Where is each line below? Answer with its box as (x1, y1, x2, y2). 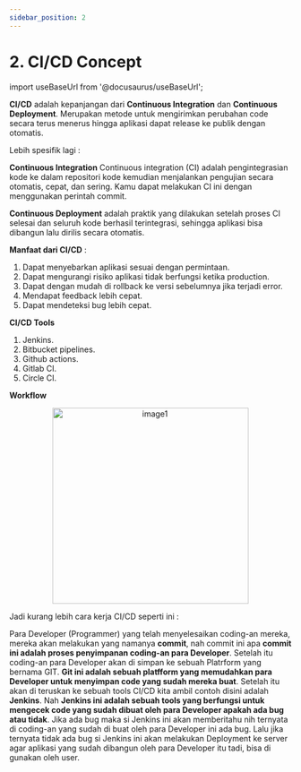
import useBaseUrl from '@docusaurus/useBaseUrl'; (9, 81, 203, 92)
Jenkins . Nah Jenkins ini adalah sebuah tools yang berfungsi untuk (9, 695, 265, 706)
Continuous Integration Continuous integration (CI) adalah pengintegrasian (9, 162, 288, 173)
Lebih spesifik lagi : (9, 144, 81, 155)
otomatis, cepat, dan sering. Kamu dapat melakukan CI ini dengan (9, 181, 253, 192)
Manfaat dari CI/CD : (9, 244, 87, 255)
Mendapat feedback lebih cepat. (21, 290, 143, 301)
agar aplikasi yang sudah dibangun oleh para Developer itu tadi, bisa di (9, 742, 271, 753)
